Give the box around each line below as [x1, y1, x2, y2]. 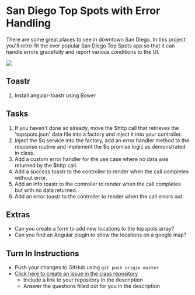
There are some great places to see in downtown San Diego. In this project [6, 36, 186, 43]
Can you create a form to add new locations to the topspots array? [14, 225, 175, 232]
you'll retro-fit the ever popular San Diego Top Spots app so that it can [6, 42, 175, 49]
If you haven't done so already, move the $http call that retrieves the [14, 124, 179, 131]
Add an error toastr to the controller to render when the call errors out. [14, 193, 184, 200]
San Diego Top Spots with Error [6, 4, 161, 18]
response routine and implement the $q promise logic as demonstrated [14, 143, 186, 150]
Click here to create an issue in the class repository [14, 270, 138, 277]
